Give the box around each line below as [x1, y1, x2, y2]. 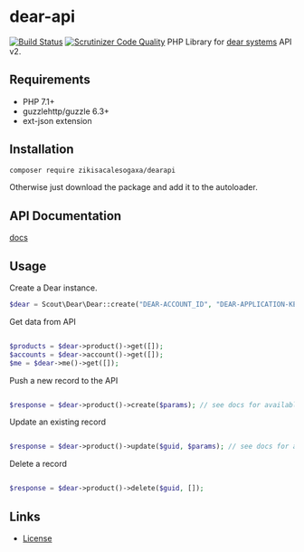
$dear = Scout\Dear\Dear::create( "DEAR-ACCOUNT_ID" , [9, 300, 213, 309]
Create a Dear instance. [9, 282, 98, 293]
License [22, 533, 52, 544]
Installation [9, 142, 74, 157]
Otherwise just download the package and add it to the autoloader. [9, 182, 258, 193]
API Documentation [9, 208, 122, 224]
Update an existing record [9, 416, 107, 427]
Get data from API [9, 316, 77, 327]
